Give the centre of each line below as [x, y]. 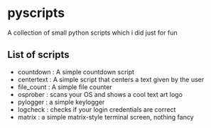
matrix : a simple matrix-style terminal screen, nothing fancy [105, 117]
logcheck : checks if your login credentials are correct [97, 109]
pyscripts [36, 13]
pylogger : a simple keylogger [61, 102]
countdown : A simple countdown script [76, 71]
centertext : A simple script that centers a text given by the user [111, 79]
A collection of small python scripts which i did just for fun [92, 33]
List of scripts [38, 55]
